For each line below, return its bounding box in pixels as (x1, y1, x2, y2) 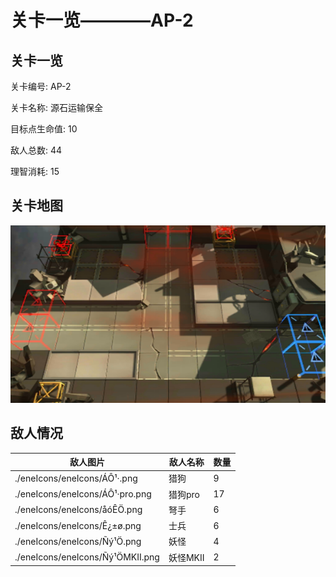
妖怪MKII (168, 551, 205, 563)
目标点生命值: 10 (10, 123, 78, 135)
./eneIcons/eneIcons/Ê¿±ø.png (14, 519, 142, 531)
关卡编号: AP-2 (10, 81, 72, 92)
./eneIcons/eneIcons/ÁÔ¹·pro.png (14, 488, 152, 500)
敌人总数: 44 (10, 144, 63, 156)
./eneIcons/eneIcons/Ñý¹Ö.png (14, 535, 142, 547)
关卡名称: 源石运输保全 (10, 102, 103, 113)
